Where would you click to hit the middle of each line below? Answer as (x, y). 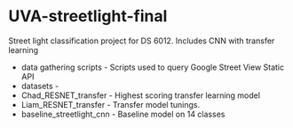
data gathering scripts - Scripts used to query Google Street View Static (153, 67)
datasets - (40, 86)
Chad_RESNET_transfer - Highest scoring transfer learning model (141, 95)
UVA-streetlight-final (88, 16)
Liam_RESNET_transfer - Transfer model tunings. (111, 104)
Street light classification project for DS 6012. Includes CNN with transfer (142, 41)
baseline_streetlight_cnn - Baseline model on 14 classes (123, 114)
